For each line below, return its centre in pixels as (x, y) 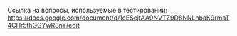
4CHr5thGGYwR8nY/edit (43, 25)
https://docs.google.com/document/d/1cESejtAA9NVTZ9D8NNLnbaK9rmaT (118, 18)
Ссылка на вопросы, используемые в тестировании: (88, 10)
